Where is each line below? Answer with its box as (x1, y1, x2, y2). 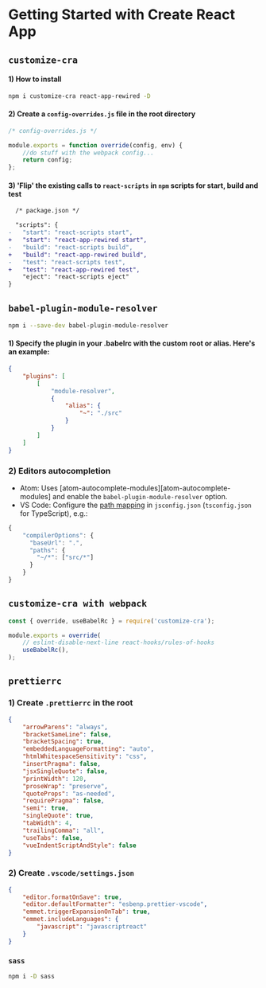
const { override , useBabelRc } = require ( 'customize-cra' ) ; (8, 617, 215, 625)
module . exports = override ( (8, 631, 102, 639)
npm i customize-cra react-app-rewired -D (8, 92, 151, 100)
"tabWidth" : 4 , (22, 819, 73, 827)
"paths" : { (29, 546, 66, 554)
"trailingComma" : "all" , (22, 826, 105, 834)
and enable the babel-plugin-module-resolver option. (52, 491, 228, 501)
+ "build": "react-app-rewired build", (8, 251, 148, 259)
